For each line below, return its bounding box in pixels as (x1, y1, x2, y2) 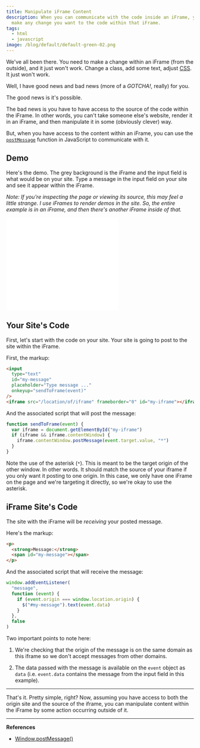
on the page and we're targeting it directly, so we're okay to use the (6, 478, 172, 486)
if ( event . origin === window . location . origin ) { (17, 596, 140, 602)
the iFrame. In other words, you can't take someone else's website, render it (6, 111, 193, 119)
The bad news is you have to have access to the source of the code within (6, 105, 189, 112)
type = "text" (11, 371, 42, 377)
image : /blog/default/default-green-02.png (6, 42, 116, 48)
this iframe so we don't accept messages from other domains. (14, 653, 168, 660)
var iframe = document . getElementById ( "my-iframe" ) (11, 427, 143, 433)
